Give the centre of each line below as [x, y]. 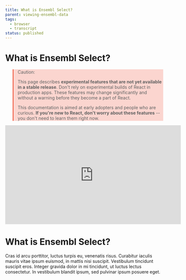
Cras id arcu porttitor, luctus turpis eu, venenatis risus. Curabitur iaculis [79, 256]
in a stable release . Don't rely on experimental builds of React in [84, 87]
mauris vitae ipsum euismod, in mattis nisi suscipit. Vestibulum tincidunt [79, 261]
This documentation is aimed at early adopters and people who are [87, 107]
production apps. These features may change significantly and [82, 92]
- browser [20, 24]
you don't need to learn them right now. [58, 118]
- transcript [23, 29]
